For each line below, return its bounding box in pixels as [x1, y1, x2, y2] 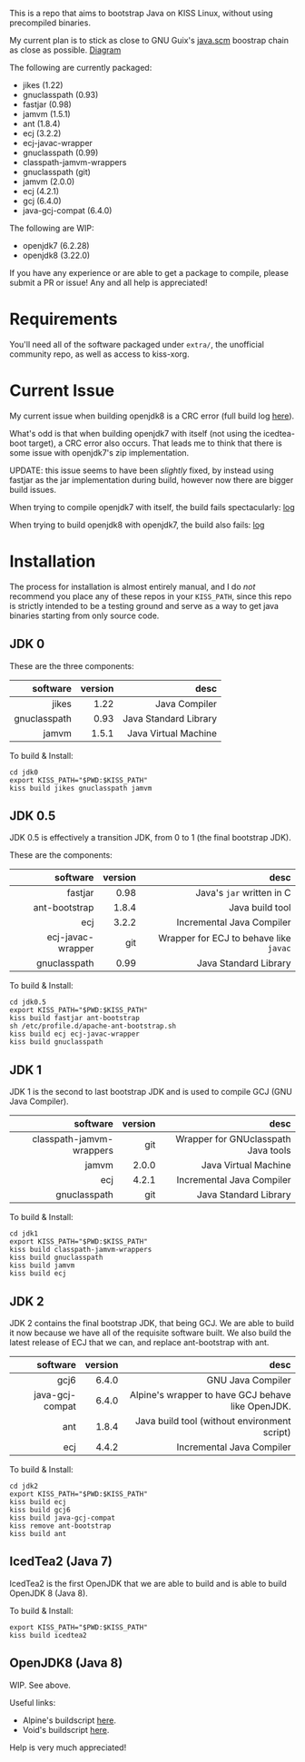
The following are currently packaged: [9, 63, 152, 73]
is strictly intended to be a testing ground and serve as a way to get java [9, 600, 280, 611]
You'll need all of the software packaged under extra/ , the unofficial [9, 339, 265, 349]
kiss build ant [9, 1530, 67, 1539]
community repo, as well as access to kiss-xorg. [9, 349, 190, 359]
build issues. [9, 484, 57, 495]
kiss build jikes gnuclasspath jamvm [9, 783, 152, 792]
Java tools [247, 1144, 291, 1157]
